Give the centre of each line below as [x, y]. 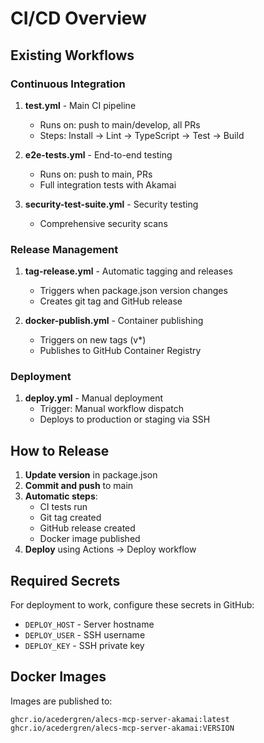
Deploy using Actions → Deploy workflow [110, 549]
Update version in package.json [91, 475]
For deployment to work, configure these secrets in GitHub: [132, 605]
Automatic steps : [61, 496]
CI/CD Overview [78, 18]
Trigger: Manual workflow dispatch [111, 409]
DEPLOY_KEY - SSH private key [84, 646]
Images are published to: [61, 701]
